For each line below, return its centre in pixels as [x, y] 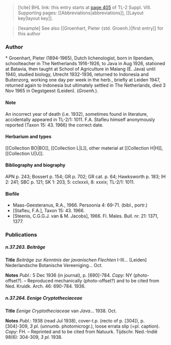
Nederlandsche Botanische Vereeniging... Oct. [54, 265]
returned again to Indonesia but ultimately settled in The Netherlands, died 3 [86, 85]
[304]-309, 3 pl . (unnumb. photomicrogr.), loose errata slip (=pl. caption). [82, 326]
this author [29, 34]
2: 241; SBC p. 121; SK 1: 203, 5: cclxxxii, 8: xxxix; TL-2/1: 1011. [70, 182]
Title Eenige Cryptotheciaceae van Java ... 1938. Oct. [61, 311]
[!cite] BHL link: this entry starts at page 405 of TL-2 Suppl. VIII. [84, 7]
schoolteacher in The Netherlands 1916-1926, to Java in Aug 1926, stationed [85, 64]
